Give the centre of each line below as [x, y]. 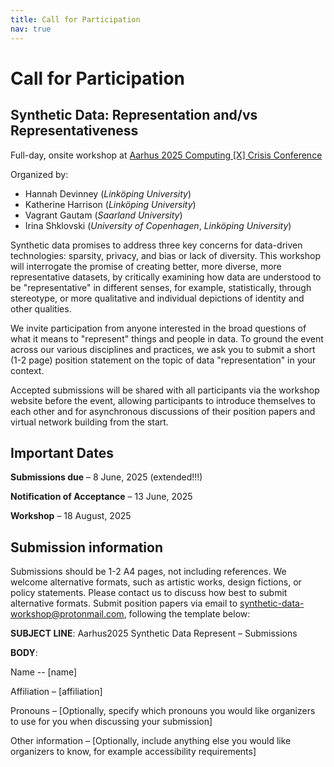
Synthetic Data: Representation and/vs [134, 115]
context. [27, 370]
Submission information [87, 547]
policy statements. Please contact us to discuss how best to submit [149, 593]
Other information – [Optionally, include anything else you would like [151, 741]
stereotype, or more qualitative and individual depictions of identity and [157, 298]
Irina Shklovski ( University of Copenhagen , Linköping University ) [158, 225]
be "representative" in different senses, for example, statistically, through [161, 287]
